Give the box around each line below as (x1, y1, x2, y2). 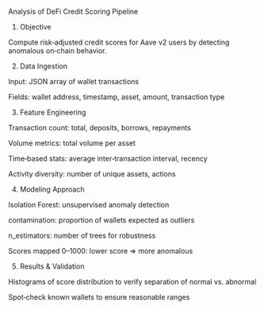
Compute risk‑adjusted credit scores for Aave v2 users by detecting (8, 37, 230, 47)
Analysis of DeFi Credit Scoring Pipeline (8, 7, 139, 16)
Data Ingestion (19, 61, 68, 71)
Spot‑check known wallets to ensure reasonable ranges (8, 293, 190, 301)
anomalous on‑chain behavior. (8, 46, 107, 55)
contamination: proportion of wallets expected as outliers (8, 215, 195, 225)
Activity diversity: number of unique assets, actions (8, 169, 176, 178)
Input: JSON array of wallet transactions (8, 77, 140, 86)
